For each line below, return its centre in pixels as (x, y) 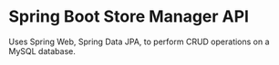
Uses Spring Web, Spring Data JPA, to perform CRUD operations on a (139, 42)
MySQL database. (42, 51)
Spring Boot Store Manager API (129, 17)
